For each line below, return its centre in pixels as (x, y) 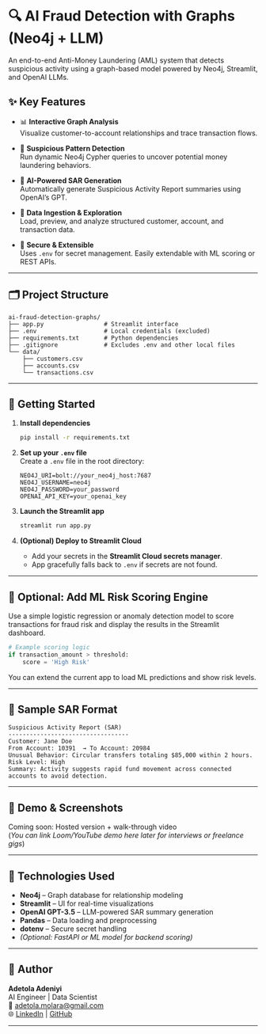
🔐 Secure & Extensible (57, 245)
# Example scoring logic (49, 647)
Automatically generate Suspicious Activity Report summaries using (130, 188)
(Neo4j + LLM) (56, 38)
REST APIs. (38, 261)
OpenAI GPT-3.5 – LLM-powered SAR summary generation (116, 912)
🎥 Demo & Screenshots (66, 808)
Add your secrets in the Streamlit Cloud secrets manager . (127, 557)
